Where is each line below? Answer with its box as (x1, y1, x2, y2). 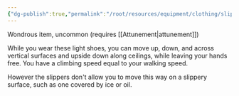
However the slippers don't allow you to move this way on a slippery (7, 73, 208, 81)
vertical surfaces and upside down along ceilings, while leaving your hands (7, 51, 228, 60)
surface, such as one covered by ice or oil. (7, 80, 132, 89)
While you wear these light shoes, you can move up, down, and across (7, 43, 215, 52)
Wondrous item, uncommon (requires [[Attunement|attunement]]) (7, 30, 199, 38)
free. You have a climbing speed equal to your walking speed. (7, 58, 188, 68)
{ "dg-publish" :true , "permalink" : (7, 10, 107, 18)
